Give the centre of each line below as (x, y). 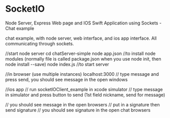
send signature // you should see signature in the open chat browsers (78, 110)
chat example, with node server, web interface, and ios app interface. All (81, 38)
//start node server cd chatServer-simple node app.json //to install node (80, 53)
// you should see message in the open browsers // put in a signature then (82, 104)
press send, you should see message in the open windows (66, 79)
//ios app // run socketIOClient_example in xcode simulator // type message (84, 89)
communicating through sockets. (40, 43)
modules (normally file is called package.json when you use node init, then (83, 58)
